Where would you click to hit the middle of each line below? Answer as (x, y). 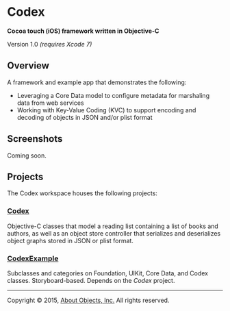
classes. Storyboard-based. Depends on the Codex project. (91, 280)
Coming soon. (27, 155)
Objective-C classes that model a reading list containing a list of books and (113, 226)
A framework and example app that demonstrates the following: (97, 82)
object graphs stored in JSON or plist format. (70, 240)
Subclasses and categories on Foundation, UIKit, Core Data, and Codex (108, 273)
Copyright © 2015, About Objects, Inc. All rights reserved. (88, 300)
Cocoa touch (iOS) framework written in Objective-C (83, 31)
